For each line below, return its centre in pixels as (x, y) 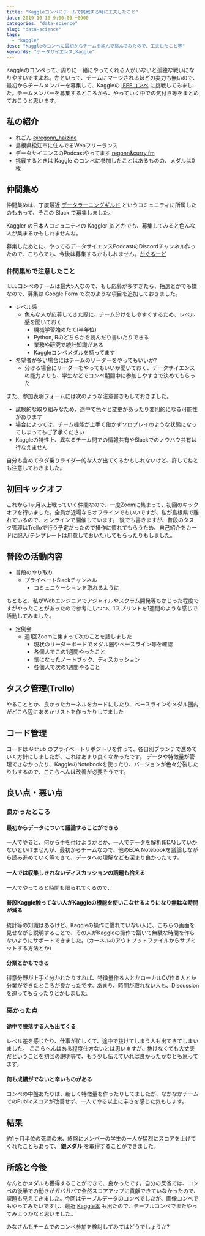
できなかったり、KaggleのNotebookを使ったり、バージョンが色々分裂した (105, 764)
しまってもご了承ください (52, 432)
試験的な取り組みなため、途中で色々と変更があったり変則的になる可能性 (106, 409)
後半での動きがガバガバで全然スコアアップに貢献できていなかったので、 (108, 1191)
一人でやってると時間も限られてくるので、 (60, 887)
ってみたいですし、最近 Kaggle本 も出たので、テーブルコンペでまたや (105, 1206)
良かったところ (28, 812)
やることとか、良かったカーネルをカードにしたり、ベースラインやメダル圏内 (102, 705)
